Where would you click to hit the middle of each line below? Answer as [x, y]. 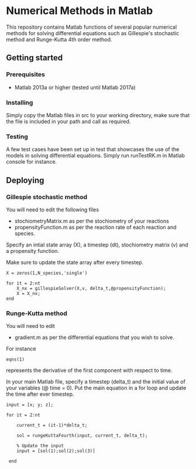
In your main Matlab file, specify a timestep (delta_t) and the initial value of [96, 382]
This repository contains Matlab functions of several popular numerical [92, 27]
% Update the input [40, 446]
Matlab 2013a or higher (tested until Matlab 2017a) [75, 87]
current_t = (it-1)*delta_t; [52, 426]
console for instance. [32, 162]
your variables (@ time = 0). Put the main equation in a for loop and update [96, 388]
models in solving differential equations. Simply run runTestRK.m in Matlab [96, 156]
